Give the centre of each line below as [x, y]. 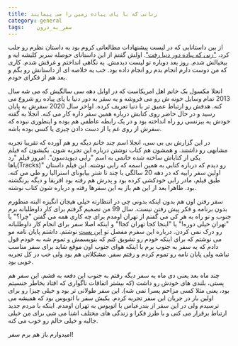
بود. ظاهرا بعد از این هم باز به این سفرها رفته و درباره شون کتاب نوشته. [102, 188]
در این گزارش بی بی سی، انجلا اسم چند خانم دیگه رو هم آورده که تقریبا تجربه [109, 143]
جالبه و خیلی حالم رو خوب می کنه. [53, 320]
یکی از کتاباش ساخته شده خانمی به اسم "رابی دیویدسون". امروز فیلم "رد [104, 157]
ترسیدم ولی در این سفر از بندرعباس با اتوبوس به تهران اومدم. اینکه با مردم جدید [114, 306]
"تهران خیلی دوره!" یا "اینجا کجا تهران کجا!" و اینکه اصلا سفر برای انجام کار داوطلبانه [119, 224]
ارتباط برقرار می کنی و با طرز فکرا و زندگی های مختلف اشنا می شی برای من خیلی [118, 313]
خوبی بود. [21, 262]
